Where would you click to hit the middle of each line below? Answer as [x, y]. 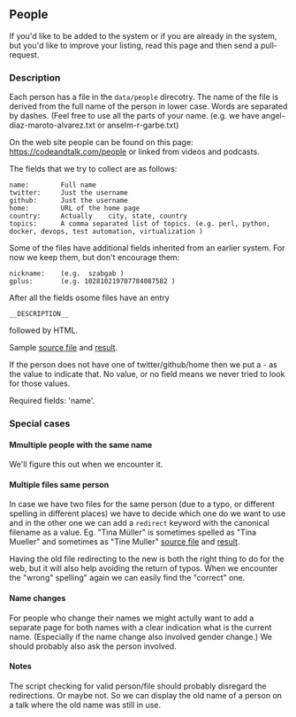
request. [24, 54]
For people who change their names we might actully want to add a [132, 618]
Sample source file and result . [64, 348]
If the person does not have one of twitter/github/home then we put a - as [144, 365]
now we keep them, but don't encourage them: [95, 258]
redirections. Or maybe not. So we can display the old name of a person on [146, 695]
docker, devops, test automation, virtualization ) [106, 232]
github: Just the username [68, 201]
